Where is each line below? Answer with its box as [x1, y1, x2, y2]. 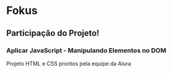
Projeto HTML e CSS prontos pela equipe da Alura [6, 60, 131, 67]
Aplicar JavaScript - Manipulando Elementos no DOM [6, 46, 167, 55]
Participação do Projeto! [6, 28, 100, 38]
